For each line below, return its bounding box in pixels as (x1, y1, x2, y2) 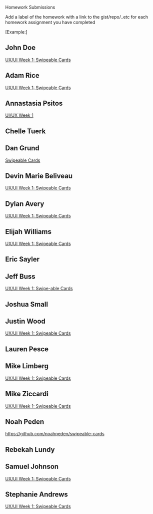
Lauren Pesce (5, 345, 49, 353)
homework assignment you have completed (5, 20, 95, 25)
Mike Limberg (5, 362, 49, 370)
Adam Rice (5, 71, 40, 80)
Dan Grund (5, 144, 40, 152)
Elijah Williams (5, 227, 51, 236)
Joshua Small (5, 300, 48, 309)
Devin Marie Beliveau (5, 172, 73, 180)
